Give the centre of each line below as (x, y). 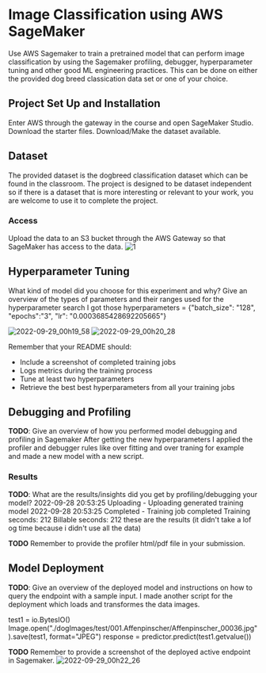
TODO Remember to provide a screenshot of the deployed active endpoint (129, 652)
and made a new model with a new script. (76, 457)
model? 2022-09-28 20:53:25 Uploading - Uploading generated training (126, 503)
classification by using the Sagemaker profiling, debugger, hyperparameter (131, 62)
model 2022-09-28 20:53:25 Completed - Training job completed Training (129, 511)
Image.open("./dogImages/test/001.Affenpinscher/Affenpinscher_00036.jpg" (133, 628)
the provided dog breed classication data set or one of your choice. (118, 78)
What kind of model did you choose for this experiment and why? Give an (128, 290)
